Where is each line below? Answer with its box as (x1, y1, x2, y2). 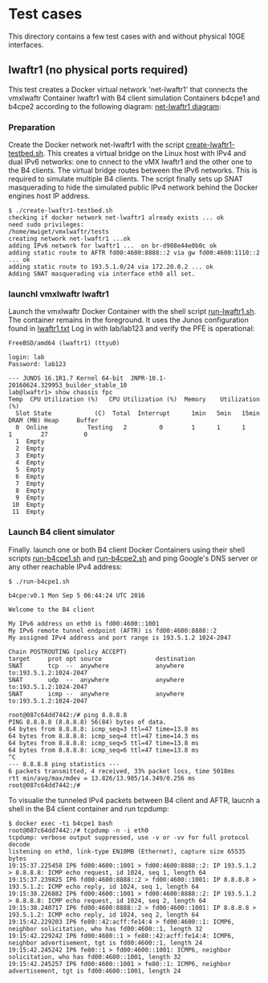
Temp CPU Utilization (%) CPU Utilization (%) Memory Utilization (8, 395, 261, 404)
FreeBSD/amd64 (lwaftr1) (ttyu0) (8, 339, 120, 348)
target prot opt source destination (8, 655, 196, 663)
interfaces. (8, 39, 44, 49)
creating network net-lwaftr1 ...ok (8, 235, 131, 243)
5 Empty (15, 466, 45, 474)
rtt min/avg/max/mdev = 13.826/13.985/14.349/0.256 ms (8, 774, 196, 782)
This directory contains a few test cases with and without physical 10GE (8, 31, 246, 41)
